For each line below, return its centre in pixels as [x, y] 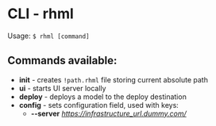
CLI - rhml [41, 14]
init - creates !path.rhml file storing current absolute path [113, 79]
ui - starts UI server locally [62, 88]
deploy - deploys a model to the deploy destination [103, 97]
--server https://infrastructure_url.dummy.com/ [109, 113]
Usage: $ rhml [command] [48, 36]
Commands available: [62, 61]
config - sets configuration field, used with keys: [99, 105]
